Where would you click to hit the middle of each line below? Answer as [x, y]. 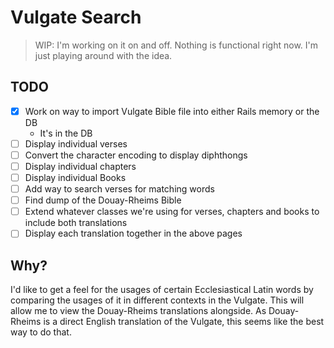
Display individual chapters [80, 166]
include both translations [76, 223]
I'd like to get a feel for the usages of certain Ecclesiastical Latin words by [162, 290]
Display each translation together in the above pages [133, 233]
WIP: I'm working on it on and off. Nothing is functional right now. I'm [176, 45]
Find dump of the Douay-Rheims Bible [103, 200]
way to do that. [41, 332]
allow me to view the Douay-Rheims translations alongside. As [138, 311]
